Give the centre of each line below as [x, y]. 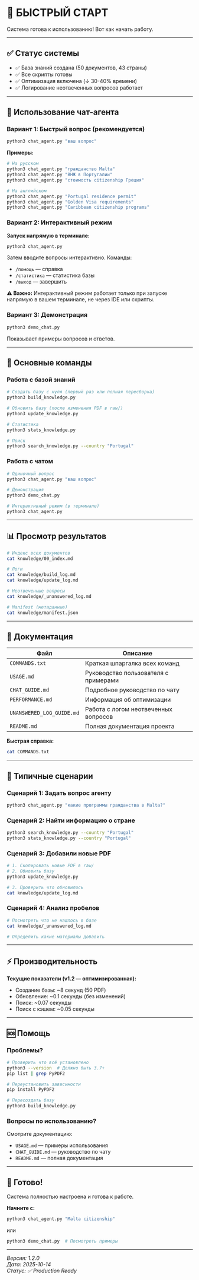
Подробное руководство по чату [132, 690]
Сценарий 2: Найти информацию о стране [71, 820]
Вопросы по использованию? [52, 1121]
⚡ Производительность [52, 961]
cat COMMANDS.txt [28, 752]
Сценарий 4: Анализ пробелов [53, 908]
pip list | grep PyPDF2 [36, 1074]
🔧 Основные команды [49, 363]
